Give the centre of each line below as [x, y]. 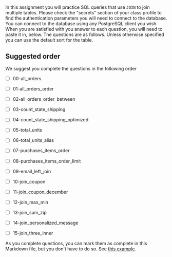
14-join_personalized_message [45, 223]
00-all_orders [27, 78]
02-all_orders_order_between [44, 99]
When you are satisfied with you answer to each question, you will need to [84, 29]
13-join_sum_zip [30, 212]
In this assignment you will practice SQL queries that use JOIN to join [78, 7]
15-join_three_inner [33, 233]
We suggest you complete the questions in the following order [71, 69]
